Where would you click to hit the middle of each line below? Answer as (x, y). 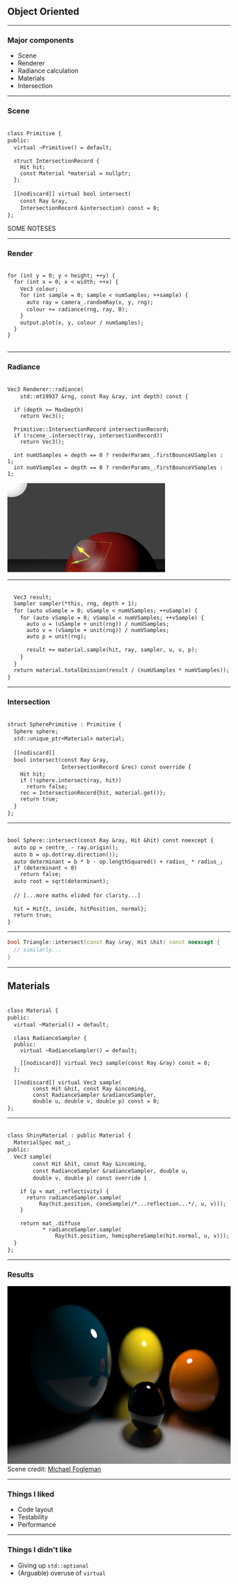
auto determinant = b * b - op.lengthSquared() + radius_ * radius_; (118, 862)
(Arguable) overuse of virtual (62, 1573)
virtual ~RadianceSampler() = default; (79, 1050)
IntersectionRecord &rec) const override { (126, 767)
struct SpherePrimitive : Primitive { (64, 724)
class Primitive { (34, 134)
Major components (41, 40)
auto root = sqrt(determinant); (62, 882)
